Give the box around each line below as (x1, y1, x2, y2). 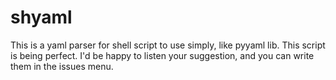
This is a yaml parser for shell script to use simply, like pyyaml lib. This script (10, 39, 326, 51)
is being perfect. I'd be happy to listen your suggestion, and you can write (10, 49, 315, 61)
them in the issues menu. (10, 60, 114, 72)
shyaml (10, 6, 73, 29)
